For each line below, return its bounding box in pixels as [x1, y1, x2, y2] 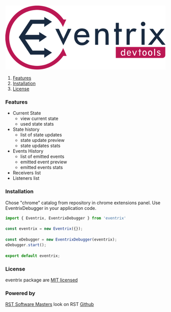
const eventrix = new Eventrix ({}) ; [5, 226, 83, 231]
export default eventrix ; [5, 253, 60, 258]
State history [12, 126, 40, 133]
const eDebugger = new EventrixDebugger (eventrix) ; [5, 237, 117, 243]
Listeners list [12, 175, 40, 181]
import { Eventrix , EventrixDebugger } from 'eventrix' [5, 215, 126, 221]
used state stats [20, 121, 54, 127]
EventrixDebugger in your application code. [5, 205, 97, 211]
